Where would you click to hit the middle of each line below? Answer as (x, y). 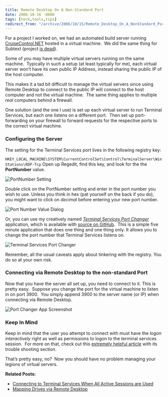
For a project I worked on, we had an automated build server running (76, 38)
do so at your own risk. (29, 259)
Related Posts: (20, 374)
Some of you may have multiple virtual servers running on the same (75, 59)
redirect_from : (21, 24)
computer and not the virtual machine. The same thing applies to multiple (81, 95)
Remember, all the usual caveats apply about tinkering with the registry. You (83, 254)
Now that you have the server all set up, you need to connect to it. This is (80, 284)
